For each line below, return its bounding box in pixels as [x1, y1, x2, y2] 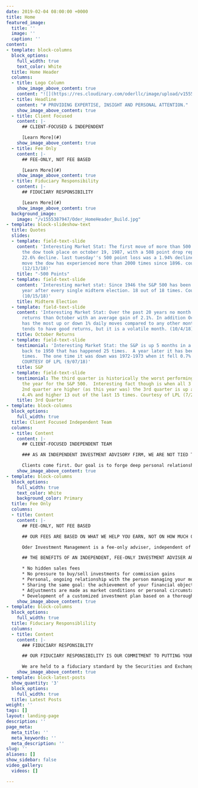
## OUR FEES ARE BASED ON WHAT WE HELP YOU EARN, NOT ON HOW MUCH [21, 534, 189, 539]
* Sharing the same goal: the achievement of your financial [21, 582, 176, 588]
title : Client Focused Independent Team [11, 419, 112, 425]
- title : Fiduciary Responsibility [11, 178, 99, 184]
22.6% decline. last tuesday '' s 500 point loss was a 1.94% [21, 254, 173, 260]
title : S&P [16, 364, 44, 371]
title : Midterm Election [16, 299, 78, 305]
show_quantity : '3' [11, 680, 60, 686]
